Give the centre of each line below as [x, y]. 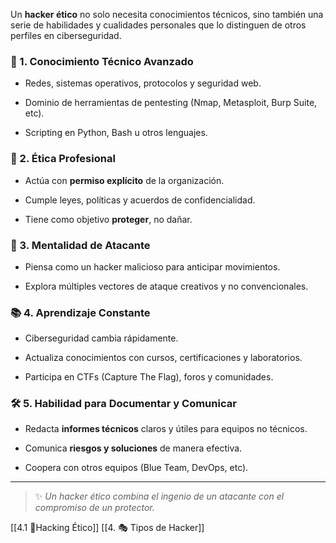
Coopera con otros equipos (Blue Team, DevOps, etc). [136, 468]
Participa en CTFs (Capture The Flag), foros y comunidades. [149, 377]
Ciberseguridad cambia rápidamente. [101, 338]
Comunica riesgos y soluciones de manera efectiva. [133, 448]
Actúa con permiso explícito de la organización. [124, 180]
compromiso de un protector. [94, 508]
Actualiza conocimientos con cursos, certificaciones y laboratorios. [163, 358]
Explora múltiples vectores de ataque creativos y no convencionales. [166, 286]
